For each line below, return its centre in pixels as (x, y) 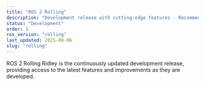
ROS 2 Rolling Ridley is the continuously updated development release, (95, 63)
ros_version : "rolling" (37, 35)
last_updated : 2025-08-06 (39, 40)
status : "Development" (35, 23)
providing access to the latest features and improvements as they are (93, 70)
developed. (20, 76)
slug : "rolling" (27, 46)
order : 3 (17, 29)
